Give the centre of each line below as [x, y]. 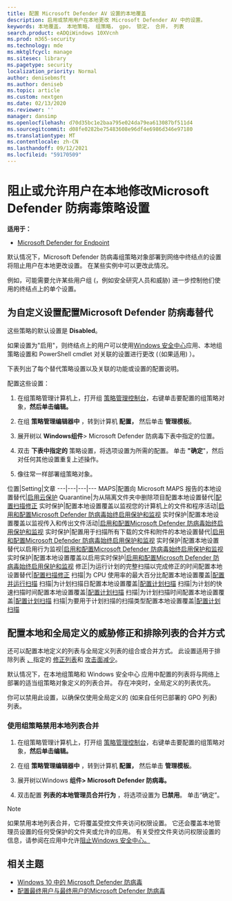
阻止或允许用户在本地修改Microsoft [108, 191]
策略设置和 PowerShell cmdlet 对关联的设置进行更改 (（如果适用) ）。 [103, 353]
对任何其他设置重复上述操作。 [59, 459]
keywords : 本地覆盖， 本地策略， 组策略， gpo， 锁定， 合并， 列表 [96, 26]
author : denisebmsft [37, 78]
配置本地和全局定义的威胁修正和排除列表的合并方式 [116, 633]
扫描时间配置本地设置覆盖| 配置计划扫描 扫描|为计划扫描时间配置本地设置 [116, 592]
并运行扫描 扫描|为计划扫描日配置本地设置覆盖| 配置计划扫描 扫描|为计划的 [112, 583]
